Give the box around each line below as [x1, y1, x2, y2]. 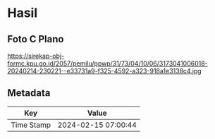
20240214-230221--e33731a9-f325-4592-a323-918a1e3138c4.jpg [7, 67, 202, 75]
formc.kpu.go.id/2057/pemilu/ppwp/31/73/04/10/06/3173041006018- [7, 59, 208, 68]
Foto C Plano [7, 33, 64, 45]
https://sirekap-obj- [7, 52, 65, 60]
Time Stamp [11, 120, 51, 130]
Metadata [7, 87, 51, 99]
